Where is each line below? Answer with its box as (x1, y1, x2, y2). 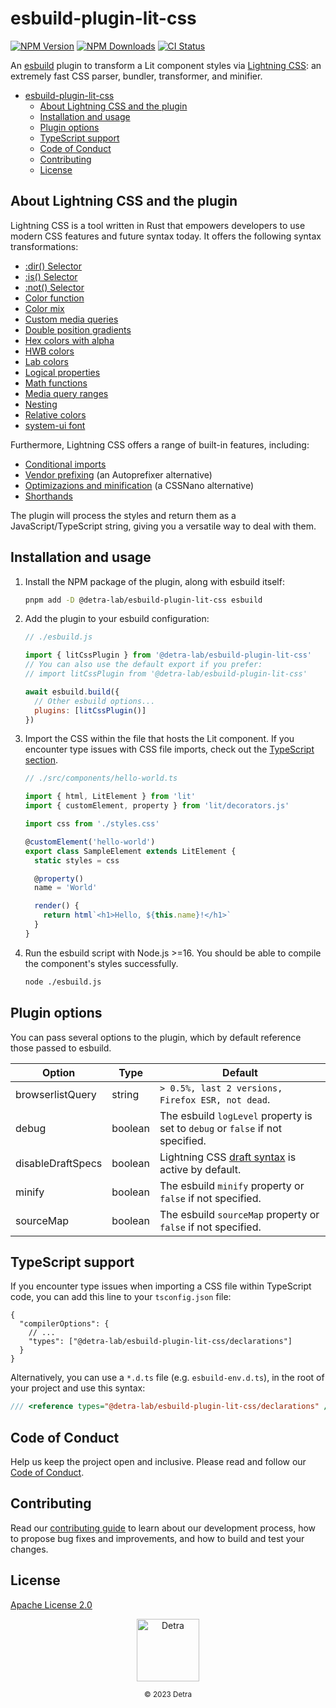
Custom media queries (24, 313, 119, 325)
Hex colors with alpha (24, 334, 115, 346)
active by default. (159, 1162, 242, 1176)
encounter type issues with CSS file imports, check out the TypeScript (24, 743, 315, 756)
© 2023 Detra (144, 1689, 192, 1699)
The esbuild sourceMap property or (159, 1207, 320, 1221)
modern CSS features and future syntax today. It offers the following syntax (10, 230, 322, 242)
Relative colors (24, 408, 87, 421)
